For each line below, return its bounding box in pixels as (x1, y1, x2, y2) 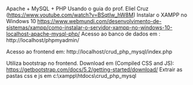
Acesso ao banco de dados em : (81, 30, 161, 37)
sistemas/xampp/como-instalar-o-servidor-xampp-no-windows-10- (6, 24, 173, 31)
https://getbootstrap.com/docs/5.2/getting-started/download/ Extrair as (6, 66, 183, 73)
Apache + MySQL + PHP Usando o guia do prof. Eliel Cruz (6, 5, 149, 12)
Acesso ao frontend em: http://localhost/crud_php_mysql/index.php (6, 48, 173, 55)
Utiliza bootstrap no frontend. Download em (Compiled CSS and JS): (6, 59, 175, 67)
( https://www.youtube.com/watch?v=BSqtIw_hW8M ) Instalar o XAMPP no (6, 11, 188, 18)
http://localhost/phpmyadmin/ (6, 37, 79, 43)
